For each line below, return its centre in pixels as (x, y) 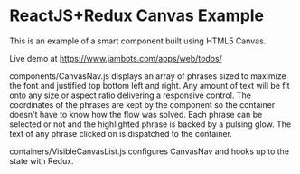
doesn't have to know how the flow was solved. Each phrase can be (136, 114)
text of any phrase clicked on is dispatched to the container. (121, 133)
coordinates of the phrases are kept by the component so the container (142, 104)
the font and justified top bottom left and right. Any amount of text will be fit (150, 85)
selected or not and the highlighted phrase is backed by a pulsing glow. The (150, 124)
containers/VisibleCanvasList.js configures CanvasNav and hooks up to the (150, 151)
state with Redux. (42, 160)
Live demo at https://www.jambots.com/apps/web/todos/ (116, 58)
